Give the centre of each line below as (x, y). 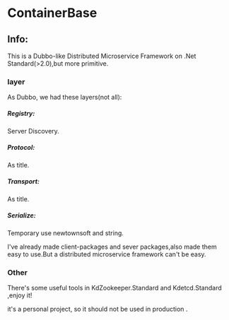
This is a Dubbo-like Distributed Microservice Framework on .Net (102, 56)
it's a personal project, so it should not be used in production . (98, 309)
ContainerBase (52, 13)
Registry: (21, 113)
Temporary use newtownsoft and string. (65, 233)
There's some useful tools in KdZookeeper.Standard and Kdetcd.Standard (115, 288)
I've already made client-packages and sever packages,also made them (112, 247)
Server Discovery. (34, 131)
